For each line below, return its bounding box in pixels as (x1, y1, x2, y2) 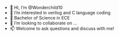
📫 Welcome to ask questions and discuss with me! (9, 26, 115, 31)
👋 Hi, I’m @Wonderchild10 (9, 5, 63, 10)
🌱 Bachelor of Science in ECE (9, 15, 70, 20)
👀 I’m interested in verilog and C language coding (9, 10, 111, 16)
